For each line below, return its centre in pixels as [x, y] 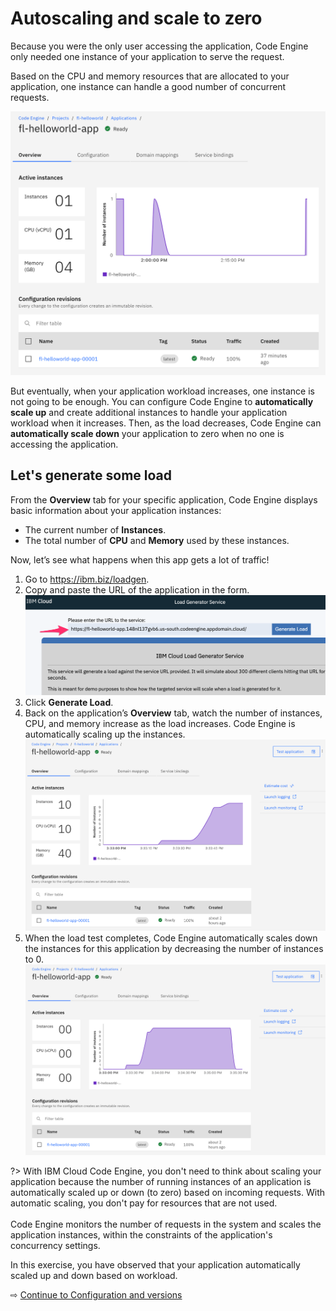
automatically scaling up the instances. [105, 734]
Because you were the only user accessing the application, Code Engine [159, 46]
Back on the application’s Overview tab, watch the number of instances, [173, 713]
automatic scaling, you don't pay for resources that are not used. [144, 1203]
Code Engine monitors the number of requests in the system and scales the [166, 1224]
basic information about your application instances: [116, 510]
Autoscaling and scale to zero [136, 18]
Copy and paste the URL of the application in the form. [137, 589]
